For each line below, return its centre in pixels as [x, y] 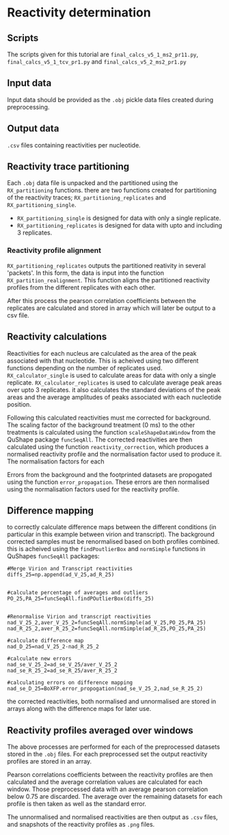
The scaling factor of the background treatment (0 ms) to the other [101, 425]
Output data [33, 129]
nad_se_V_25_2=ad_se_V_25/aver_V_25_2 [62, 665]
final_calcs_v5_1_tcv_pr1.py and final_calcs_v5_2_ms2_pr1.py [97, 62]
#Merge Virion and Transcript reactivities [70, 569]
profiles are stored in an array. [50, 762]
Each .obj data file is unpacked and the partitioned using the [93, 183]
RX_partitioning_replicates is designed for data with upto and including [119, 226]
